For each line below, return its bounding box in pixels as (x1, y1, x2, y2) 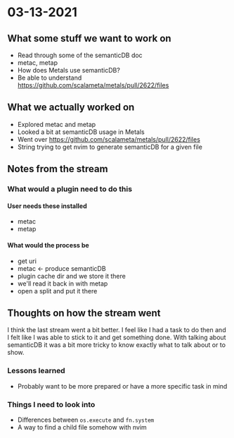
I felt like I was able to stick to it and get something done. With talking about (7, 333, 226, 342)
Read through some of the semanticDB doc (17, 51, 143, 59)
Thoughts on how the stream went (7, 307, 161, 319)
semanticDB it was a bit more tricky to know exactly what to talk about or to (7, 341, 226, 349)
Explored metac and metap (17, 120, 96, 128)
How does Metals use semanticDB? (17, 66, 121, 74)
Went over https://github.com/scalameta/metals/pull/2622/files (17, 135, 200, 143)
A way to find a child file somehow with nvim (17, 422, 148, 431)
